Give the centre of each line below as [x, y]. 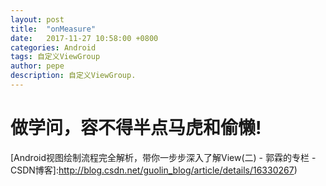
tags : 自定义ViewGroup [55, 57]
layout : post [37, 19]
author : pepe [37, 66]
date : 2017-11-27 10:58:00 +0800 [84, 38]
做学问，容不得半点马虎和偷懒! [136, 128]
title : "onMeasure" [53, 29]
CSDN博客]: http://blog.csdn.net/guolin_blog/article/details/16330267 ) [154, 170]
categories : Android [53, 47]
